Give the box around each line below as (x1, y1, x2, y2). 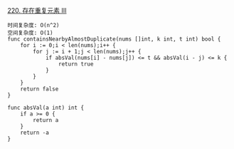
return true (58, 61, 94, 68)
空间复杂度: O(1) (7, 29, 53, 36)
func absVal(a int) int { (7, 104, 84, 111)
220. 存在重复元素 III (7, 6, 67, 14)
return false (20, 86, 59, 93)
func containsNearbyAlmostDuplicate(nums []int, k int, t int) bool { (7, 36, 221, 43)
